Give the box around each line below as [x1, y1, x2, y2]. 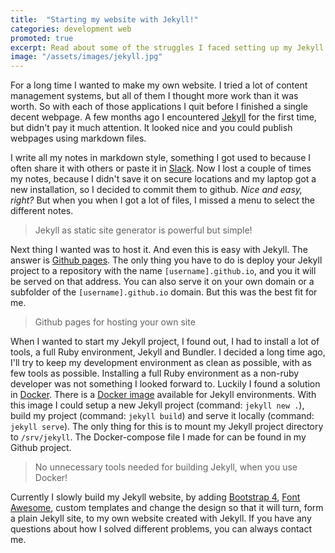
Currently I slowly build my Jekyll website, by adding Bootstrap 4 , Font [10, 491, 301, 503]
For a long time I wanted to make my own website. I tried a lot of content [10, 79, 308, 91]
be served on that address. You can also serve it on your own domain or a [10, 276, 315, 288]
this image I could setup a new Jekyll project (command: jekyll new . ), [10, 399, 305, 411]
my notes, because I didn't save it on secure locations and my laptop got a [10, 173, 317, 185]
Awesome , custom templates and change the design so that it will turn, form [10, 502, 324, 514]
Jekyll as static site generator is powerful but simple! [34, 224, 253, 236]
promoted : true [10, 33, 74, 43]
